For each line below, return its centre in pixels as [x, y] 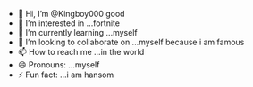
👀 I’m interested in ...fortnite [69, 23]
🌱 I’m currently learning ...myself [77, 32]
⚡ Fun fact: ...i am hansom [66, 75]
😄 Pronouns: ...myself [59, 65]
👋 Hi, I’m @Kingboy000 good [71, 14]
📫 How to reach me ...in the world [81, 52]
